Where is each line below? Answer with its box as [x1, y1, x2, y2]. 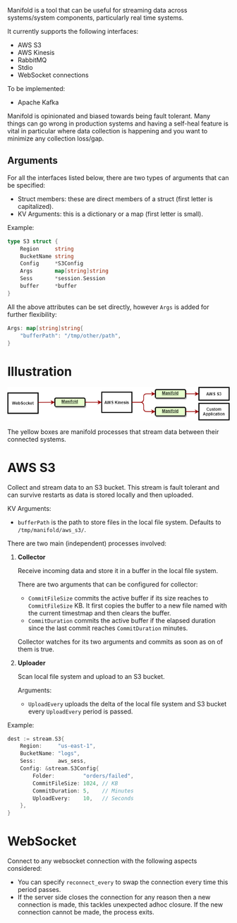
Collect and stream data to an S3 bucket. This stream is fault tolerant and [7, 483, 220, 491]
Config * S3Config [20, 260, 83, 267]
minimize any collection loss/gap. [7, 134, 104, 143]
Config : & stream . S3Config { [20, 765, 99, 772]
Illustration [7, 363, 73, 380]
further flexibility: [7, 310, 58, 318]
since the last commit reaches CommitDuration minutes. [28, 624, 188, 632]
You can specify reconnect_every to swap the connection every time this [17, 878, 229, 886]
